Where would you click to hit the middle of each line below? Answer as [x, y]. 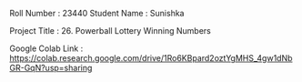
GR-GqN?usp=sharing [51, 68]
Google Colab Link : [46, 48]
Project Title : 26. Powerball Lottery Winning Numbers [110, 31]
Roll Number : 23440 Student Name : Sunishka [97, 13]
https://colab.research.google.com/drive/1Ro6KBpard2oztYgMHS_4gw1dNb [151, 58]
